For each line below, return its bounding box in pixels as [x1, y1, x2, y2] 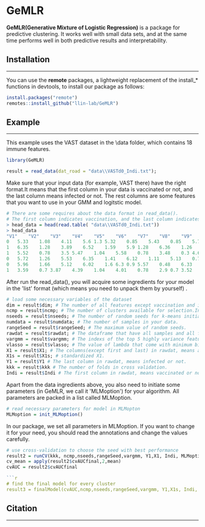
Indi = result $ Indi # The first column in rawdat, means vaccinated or [6, 370, 192, 377]
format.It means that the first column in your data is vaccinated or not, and [6, 186, 193, 193]
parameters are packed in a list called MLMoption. [6, 394, 132, 401]
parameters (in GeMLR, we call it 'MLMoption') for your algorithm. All [6, 387, 179, 395]
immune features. [6, 146, 51, 153]
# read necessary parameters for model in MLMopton [6, 406, 140, 412]
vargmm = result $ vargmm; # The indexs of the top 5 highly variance [6, 336, 184, 342]
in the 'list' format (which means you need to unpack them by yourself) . [6, 285, 188, 292]
